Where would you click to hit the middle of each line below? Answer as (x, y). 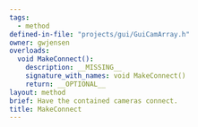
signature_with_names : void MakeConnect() (106, 76)
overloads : (30, 51)
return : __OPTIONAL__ (65, 84)
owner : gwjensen (39, 42)
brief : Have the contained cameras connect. (94, 101)
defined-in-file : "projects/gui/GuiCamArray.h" (100, 34)
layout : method (38, 92)
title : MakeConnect (46, 109)
